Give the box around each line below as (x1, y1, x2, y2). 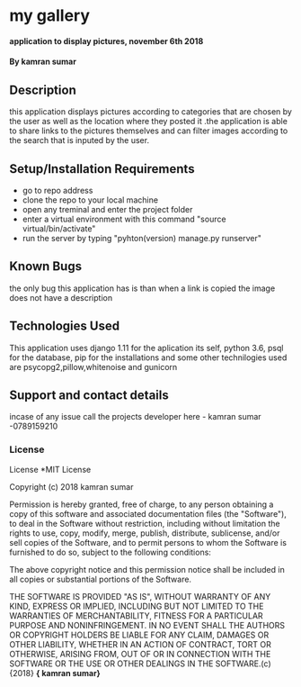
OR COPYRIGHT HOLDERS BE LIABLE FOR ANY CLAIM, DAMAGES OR (9, 629, 270, 640)
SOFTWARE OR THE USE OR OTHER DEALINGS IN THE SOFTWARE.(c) (9, 658, 271, 669)
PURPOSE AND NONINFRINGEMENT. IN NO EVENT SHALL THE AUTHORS (9, 619, 286, 630)
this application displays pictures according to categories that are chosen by (9, 106, 292, 117)
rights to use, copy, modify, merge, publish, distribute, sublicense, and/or (9, 528, 280, 538)
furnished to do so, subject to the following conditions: (9, 547, 211, 557)
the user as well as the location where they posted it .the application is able (9, 116, 288, 127)
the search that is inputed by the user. (9, 135, 150, 146)
